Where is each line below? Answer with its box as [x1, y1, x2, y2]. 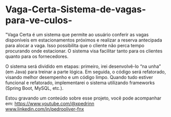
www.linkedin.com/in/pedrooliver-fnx [5, 106, 84, 112]
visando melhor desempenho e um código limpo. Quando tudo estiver [5, 74, 153, 80]
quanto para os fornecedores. [5, 53, 68, 60]
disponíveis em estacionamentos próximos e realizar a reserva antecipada [5, 37, 163, 43]
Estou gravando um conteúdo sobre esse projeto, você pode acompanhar [5, 95, 162, 101]
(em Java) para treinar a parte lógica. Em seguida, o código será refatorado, [5, 68, 166, 75]
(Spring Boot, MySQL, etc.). [5, 85, 64, 91]
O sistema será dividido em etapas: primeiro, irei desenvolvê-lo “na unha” [5, 63, 161, 69]
